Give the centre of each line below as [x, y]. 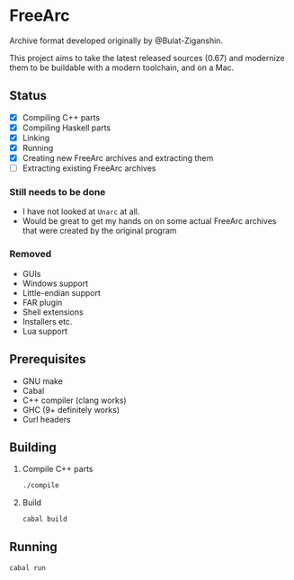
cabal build [45, 519]
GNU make [42, 381]
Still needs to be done [58, 192]
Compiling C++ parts [61, 117]
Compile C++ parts [58, 469]
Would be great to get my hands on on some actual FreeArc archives [149, 221]
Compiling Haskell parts [67, 128]
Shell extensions [53, 312]
